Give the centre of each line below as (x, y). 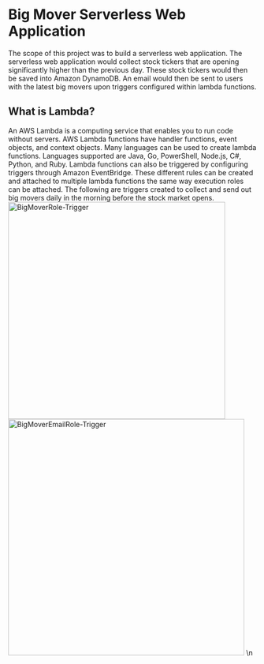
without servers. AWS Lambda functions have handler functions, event (123, 139)
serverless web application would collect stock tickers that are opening (124, 62)
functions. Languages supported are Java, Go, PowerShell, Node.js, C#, (125, 156)
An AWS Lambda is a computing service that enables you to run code (121, 130)
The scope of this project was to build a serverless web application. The (125, 53)
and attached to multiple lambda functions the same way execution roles (126, 181)
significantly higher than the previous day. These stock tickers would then (128, 69)
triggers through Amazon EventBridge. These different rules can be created (131, 172)
